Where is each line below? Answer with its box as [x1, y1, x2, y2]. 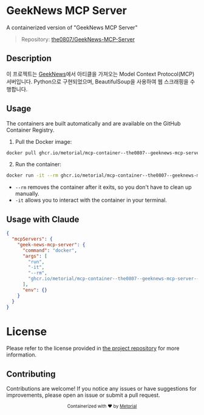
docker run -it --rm [6, 172, 59, 179]
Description [6, 53, 52, 64]
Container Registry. [6, 126, 55, 133]
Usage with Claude [6, 214, 80, 224]
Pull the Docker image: [15, 138, 72, 145]
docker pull [6, 150, 36, 156]
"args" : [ [22, 253, 47, 259]
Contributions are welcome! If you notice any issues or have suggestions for [6, 385, 197, 392]
